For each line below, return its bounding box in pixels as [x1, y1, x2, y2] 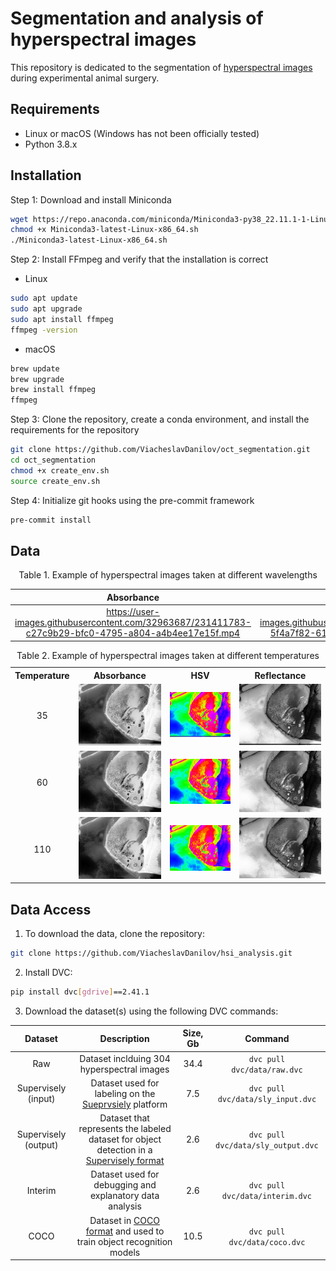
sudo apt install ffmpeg [10, 314, 114, 324]
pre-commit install [10, 515, 92, 525]
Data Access [10, 901, 92, 918]
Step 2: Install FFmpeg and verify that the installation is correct [10, 253, 269, 266]
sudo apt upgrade [10, 304, 83, 314]
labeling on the [94, 1087, 156, 1099]
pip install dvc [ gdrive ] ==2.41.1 [10, 987, 150, 997]
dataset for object [88, 1133, 162, 1146]
